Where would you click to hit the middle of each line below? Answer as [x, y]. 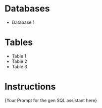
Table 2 [20, 61]
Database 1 [23, 22]
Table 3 [20, 66]
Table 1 [19, 56]
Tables [19, 42]
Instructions [30, 87]
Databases [27, 9]
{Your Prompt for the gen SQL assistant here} [51, 100]
